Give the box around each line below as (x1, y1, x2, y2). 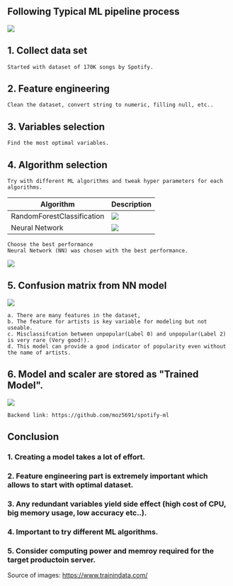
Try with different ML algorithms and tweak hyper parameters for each (7, 177, 223, 185)
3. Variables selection (7, 121, 105, 133)
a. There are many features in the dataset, (7, 311, 141, 319)
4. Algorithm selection (7, 159, 108, 171)
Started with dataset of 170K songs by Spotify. (7, 63, 154, 70)
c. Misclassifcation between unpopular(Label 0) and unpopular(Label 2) (7, 330, 227, 338)
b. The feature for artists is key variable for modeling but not (7, 318, 208, 325)
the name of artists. (7, 349, 72, 356)
